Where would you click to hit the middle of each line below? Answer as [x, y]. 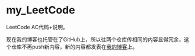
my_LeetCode [41, 10]
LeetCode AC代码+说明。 [37, 27]
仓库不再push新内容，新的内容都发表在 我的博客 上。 [74, 47]
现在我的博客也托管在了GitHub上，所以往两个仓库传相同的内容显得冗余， [95, 39]
